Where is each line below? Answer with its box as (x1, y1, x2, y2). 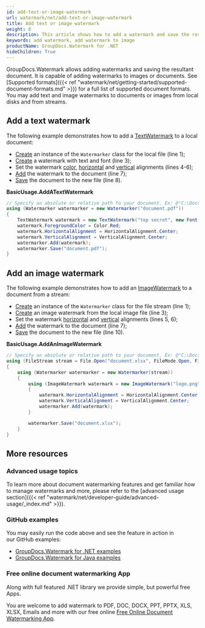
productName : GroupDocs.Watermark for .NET (6, 43, 119, 50)
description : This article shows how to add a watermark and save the (6, 32, 190, 38)
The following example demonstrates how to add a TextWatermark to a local (6, 132, 198, 139)
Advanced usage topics (6, 467, 78, 475)
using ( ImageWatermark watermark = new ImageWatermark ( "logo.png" (28, 380, 201, 387)
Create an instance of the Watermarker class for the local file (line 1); (15, 150, 185, 158)
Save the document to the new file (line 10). (15, 328, 124, 336)
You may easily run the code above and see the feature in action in (6, 530, 174, 537)
